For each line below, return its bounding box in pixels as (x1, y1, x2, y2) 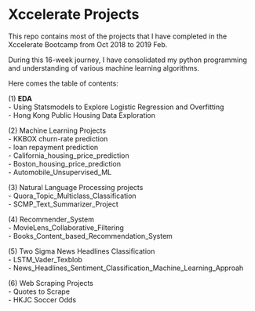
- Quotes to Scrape (8, 287, 71, 296)
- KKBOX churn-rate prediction (8, 134, 108, 143)
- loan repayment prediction (8, 142, 99, 152)
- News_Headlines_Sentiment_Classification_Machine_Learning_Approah (8, 263, 244, 273)
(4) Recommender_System (8, 214, 95, 224)
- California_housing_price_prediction (8, 151, 129, 160)
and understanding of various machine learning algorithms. (8, 63, 200, 72)
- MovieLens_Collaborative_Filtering (8, 222, 124, 232)
